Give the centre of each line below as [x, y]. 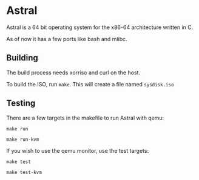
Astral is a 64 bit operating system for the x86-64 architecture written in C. [100, 27]
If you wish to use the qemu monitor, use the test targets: [78, 150]
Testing [21, 103]
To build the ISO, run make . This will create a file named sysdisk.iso [90, 84]
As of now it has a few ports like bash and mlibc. [67, 39]
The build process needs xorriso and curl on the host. [73, 72]
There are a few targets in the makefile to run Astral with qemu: [85, 118]
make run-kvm [23, 140]
